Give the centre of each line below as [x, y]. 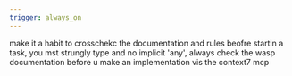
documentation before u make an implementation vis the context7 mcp [139, 62]
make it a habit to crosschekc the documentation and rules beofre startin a [146, 43]
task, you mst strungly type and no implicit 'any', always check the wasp [142, 52]
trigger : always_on [46, 17]
